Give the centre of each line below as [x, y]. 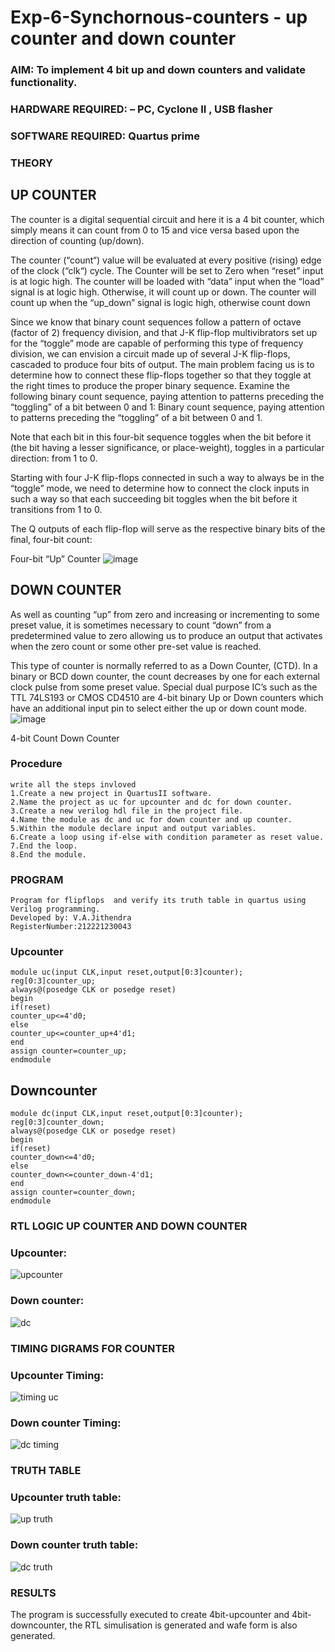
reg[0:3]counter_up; [53, 981]
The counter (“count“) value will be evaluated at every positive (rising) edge [166, 260]
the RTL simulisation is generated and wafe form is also [183, 1625]
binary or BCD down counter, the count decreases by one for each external [165, 676]
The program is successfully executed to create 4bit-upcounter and [150, 1615]
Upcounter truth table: [66, 1498]
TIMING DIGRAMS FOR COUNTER [93, 1348]
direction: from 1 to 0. [54, 458]
